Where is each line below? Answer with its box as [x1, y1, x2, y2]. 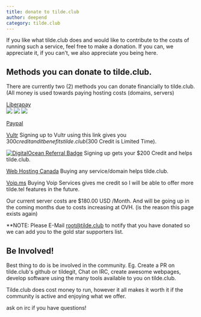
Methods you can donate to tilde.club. [6, 67, 152, 77]
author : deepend [6, 14, 47, 20]
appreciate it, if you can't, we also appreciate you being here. [6, 49, 158, 57]
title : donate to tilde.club [6, 8, 79, 15]
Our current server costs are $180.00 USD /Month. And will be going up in [6, 197, 190, 205]
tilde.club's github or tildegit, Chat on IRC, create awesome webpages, [6, 268, 181, 275]
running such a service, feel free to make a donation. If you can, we [6, 43, 173, 50]
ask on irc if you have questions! [6, 304, 87, 311]
